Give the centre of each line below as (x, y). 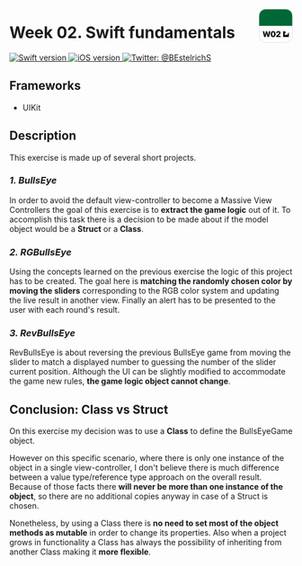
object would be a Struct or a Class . (76, 228)
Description (43, 136)
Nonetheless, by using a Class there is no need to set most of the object (144, 523)
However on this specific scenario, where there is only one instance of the (147, 458)
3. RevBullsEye (43, 333)
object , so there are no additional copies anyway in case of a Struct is (138, 496)
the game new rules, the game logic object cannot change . (120, 381)
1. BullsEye (33, 181)
